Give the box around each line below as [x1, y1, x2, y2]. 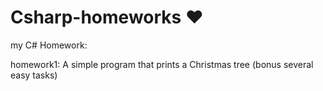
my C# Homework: [10, 39, 88, 51]
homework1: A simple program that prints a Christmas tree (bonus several [10, 58, 314, 70]
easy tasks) [10, 69, 58, 81]
